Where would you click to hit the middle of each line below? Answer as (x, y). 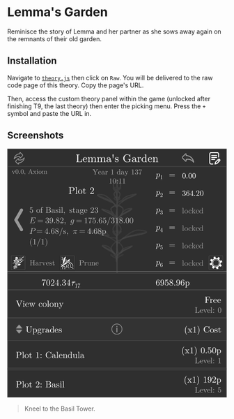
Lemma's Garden (57, 12)
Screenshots (36, 136)
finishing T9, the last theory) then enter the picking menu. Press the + (107, 106)
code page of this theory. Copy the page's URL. (76, 85)
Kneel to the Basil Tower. (60, 409)
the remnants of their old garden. (55, 38)
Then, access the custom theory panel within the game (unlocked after (109, 98)
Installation (32, 61)
